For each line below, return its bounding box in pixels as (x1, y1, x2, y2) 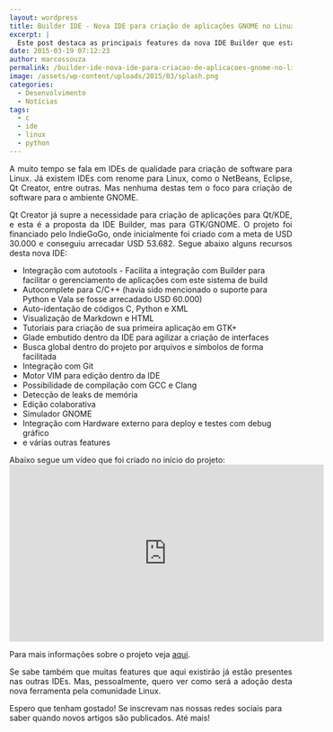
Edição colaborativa (22, 398, 96, 409)
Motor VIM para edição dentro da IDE (22, 370, 161, 380)
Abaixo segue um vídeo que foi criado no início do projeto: (9, 454, 226, 465)
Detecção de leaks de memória (22, 388, 138, 400)
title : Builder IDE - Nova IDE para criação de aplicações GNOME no (9, 22, 271, 31)
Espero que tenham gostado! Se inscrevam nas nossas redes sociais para (9, 702, 283, 713)
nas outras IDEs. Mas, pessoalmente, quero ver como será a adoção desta (9, 675, 293, 686)
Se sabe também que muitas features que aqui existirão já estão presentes (9, 666, 293, 677)
